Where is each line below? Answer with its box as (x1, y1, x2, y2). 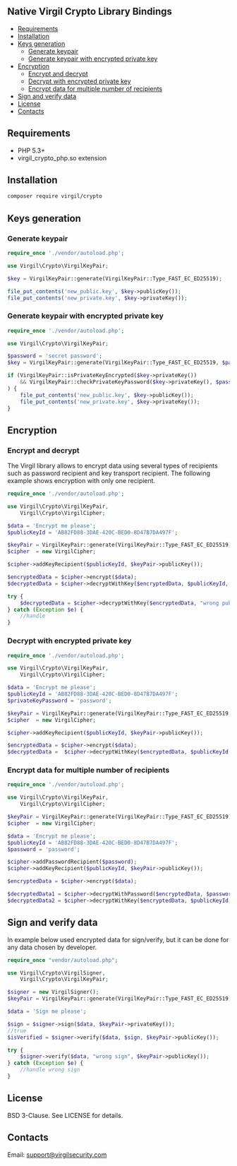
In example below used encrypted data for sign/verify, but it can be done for (7, 935, 229, 944)
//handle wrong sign (20, 1066, 80, 1073)
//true (7, 1027, 27, 1034)
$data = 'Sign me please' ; (7, 1008, 87, 1016)
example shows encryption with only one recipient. (7, 477, 156, 485)
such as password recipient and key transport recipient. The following (7, 469, 210, 477)
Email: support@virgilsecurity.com (7, 1150, 107, 1159)
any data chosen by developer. (7, 943, 97, 951)
